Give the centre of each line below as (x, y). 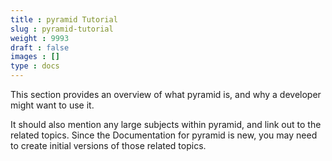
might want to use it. (52, 105)
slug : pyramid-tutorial (62, 29)
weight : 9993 (40, 38)
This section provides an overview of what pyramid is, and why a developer (166, 94)
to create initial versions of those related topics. (108, 145)
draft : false (40, 47)
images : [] (35, 57)
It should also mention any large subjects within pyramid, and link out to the (166, 124)
